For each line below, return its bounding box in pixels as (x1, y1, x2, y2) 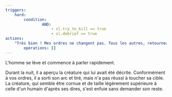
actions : (5, 36, 24, 41)
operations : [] (24, 45, 56, 51)
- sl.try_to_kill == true (51, 27, 106, 32)
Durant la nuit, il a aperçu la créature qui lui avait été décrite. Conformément (5, 69, 165, 76)
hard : (14, 12, 27, 17)
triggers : (5, 7, 27, 13)
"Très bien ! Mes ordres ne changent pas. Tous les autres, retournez (14, 41, 168, 46)
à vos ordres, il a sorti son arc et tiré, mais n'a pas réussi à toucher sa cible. (5, 75, 164, 81)
